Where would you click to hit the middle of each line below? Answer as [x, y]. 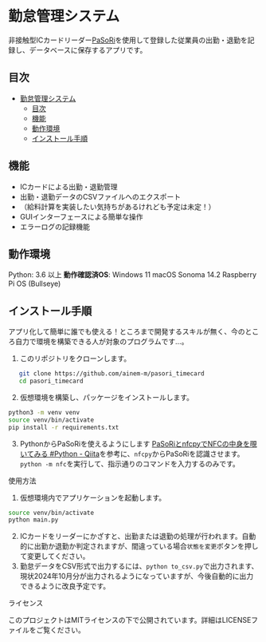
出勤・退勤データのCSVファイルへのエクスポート [100, 196]
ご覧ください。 [60, 630]
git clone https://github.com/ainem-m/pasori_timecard [111, 374]
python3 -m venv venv [44, 412]
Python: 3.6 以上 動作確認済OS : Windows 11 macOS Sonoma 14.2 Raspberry [133, 275]
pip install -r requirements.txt [64, 427]
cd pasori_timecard [51, 381]
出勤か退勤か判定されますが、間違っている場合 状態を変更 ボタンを [139, 546]
